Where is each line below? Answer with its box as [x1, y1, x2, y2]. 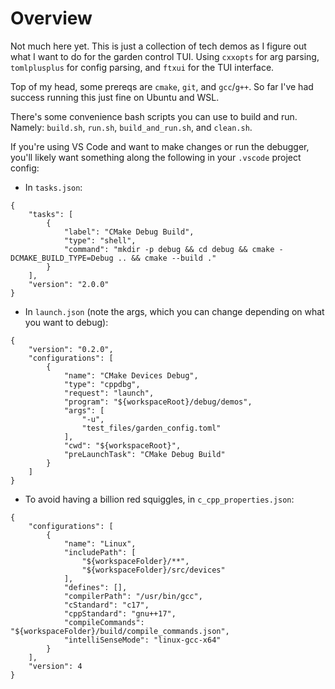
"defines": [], [63, 582, 128, 592]
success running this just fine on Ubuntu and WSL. [10, 91, 220, 103]
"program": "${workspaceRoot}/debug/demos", [63, 397, 253, 407]
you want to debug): [24, 316, 109, 328]
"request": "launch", [63, 388, 155, 398]
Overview [10, 7, 93, 30]
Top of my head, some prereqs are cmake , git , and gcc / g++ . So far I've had [10, 80, 314, 92]
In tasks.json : [24, 181, 83, 193]
